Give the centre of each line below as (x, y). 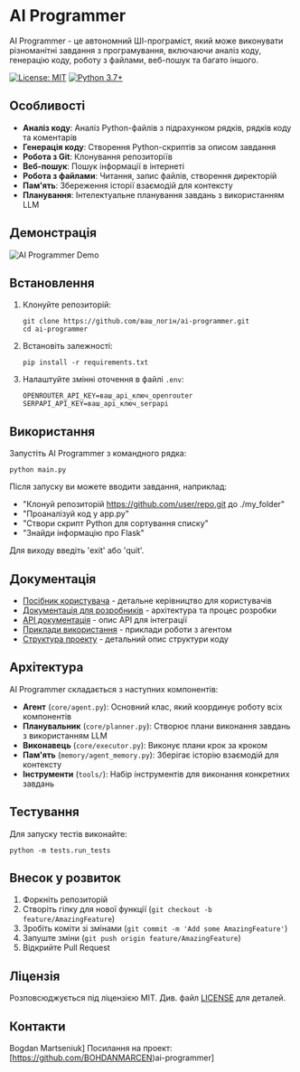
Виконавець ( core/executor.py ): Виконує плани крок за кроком (145, 745)
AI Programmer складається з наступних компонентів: (114, 689)
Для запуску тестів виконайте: (69, 833)
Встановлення (52, 282)
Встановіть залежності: (67, 346)
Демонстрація (53, 233)
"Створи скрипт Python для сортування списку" (116, 523)
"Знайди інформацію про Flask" (83, 533)
